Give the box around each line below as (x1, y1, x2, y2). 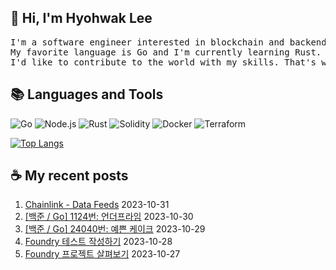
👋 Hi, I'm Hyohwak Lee (10, 10, 153, 27)
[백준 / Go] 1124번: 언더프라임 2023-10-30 (24, 211, 194, 223)
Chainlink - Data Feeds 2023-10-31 (24, 199, 170, 211)
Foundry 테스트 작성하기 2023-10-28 (24, 236, 173, 248)
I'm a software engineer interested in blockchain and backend (10, 36, 327, 48)
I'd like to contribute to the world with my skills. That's (10, 56, 317, 68)
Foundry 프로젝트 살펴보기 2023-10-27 (24, 248, 181, 260)
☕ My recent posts (10, 167, 129, 185)
